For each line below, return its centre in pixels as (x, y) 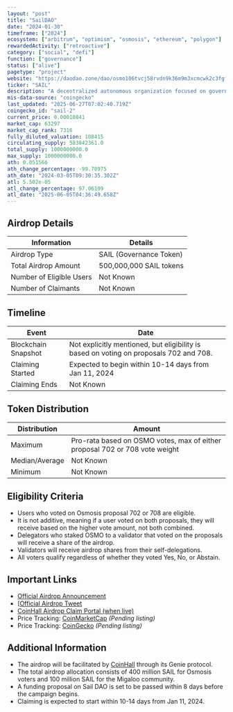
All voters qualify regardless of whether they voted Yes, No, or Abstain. (119, 557)
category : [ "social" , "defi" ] (51, 53)
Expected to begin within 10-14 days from (139, 364)
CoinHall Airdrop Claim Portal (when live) (76, 611)
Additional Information (57, 648)
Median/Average (37, 460)
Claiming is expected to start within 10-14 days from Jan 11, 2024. (111, 701)
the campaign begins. (48, 694)
